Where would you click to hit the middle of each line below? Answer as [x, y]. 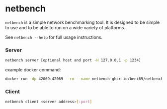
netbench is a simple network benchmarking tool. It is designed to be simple [83, 22]
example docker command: [33, 70]
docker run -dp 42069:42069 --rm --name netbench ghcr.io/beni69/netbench [84, 79]
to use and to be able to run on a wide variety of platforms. [65, 27]
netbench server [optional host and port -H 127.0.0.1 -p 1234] [73, 60]
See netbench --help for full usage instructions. [54, 37]
